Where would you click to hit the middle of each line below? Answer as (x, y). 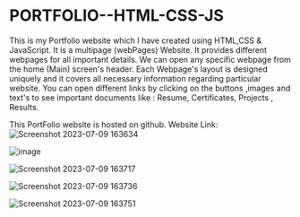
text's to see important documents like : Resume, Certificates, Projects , (141, 97)
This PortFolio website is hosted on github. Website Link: (114, 124)
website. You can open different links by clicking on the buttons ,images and (150, 88)
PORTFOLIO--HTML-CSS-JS (116, 16)
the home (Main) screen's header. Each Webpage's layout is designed (139, 69)
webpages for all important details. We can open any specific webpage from (150, 59)
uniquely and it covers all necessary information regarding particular (135, 78)
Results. (24, 107)
